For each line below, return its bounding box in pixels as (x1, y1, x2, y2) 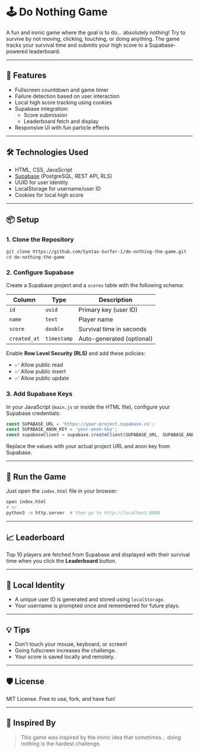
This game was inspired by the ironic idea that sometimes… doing (20, 733, 182, 741)
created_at (9, 336, 40, 342)
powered (6, 47, 28, 54)
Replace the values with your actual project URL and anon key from (6, 443, 171, 450)
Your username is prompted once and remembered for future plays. (14, 602, 181, 609)
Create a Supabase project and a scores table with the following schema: (6, 282, 184, 289)
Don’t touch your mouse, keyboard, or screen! (14, 641, 127, 648)
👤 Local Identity (6, 580, 65, 590)
